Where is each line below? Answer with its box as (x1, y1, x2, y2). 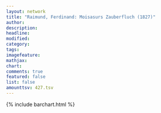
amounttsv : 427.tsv (6, 85, 54, 91)
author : (6, 19, 25, 25)
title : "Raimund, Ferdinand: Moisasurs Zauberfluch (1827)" (6, 14, 156, 20)
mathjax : (6, 57, 28, 63)
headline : (6, 30, 30, 36)
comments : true (6, 69, 43, 74)
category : (6, 42, 30, 47)
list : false (6, 80, 35, 85)
